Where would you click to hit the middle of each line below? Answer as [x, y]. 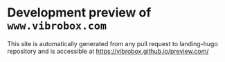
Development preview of [79, 13]
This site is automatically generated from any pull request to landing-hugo [112, 43]
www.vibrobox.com [57, 26]
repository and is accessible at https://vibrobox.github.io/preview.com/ [108, 51]
